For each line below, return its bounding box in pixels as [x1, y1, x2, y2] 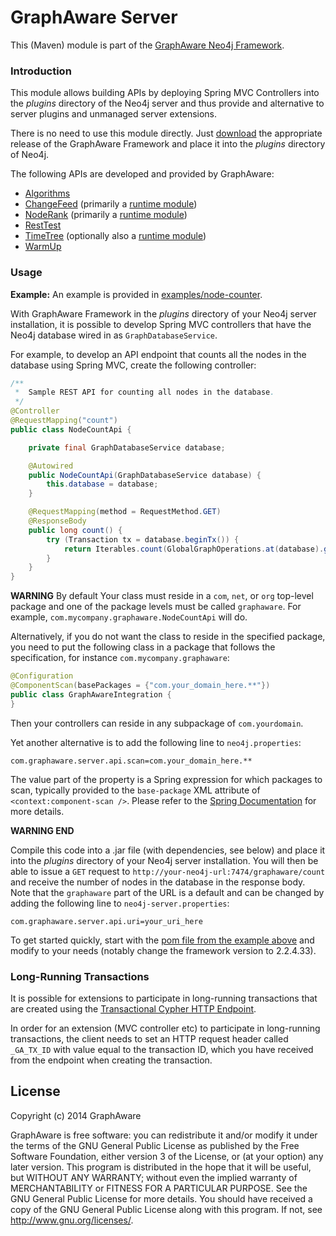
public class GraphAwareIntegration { [10, 689, 172, 700]
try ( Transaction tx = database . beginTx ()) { [46, 534, 240, 545]
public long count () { [28, 525, 123, 535]
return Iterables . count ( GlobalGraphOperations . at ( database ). [63, 544, 325, 554]
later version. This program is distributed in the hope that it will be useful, [10, 1161, 312, 1173]
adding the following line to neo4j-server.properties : [10, 897, 230, 909]
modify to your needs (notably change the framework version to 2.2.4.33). [10, 944, 317, 956]
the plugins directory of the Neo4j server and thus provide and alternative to [10, 97, 325, 110]
